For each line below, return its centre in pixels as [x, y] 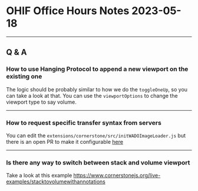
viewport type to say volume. [41, 102]
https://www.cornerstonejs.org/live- [117, 176]
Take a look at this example [39, 176]
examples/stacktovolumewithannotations [56, 182]
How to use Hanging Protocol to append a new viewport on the [97, 69]
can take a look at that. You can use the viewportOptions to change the [92, 95]
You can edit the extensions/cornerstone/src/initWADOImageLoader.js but [96, 135]
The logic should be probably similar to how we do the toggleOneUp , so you [97, 89]
